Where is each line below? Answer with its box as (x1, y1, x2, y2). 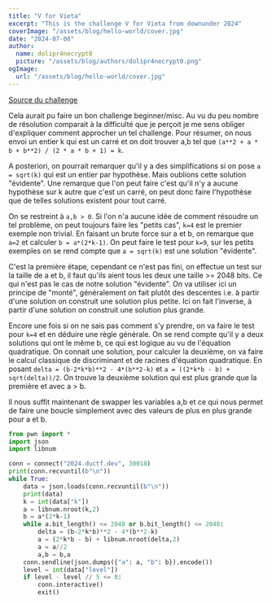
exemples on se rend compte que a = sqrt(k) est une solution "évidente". (8, 246, 257, 256)
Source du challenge (8, 94, 78, 104)
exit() (37, 588, 60, 596)
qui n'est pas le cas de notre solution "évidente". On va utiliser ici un (8, 278, 238, 289)
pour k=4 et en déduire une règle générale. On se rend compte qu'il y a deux (8, 329, 264, 339)
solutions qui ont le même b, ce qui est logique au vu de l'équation (8, 338, 231, 347)
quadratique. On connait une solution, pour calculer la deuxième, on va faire (8, 347, 263, 356)
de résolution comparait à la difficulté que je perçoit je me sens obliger (8, 119, 246, 129)
